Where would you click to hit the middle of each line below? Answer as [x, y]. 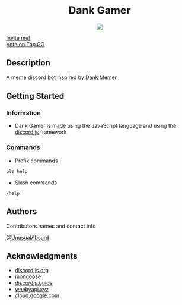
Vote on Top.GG [25, 44]
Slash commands [36, 183]
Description [28, 63]
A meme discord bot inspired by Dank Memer [62, 77]
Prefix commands [36, 161]
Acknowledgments [42, 256]
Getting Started [35, 96]
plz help [17, 171]
